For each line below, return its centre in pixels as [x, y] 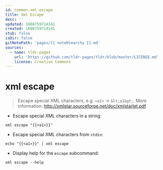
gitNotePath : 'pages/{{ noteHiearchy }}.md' [53, 43]
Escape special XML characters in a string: [57, 116]
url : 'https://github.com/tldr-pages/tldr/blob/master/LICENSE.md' [87, 57]
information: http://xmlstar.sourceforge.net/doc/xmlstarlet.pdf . [82, 106]
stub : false [18, 33]
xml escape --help [24, 162]
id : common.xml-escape [29, 10]
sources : [14, 48]
